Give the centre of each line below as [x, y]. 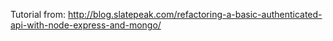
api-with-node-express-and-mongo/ [86, 25]
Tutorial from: [38, 14]
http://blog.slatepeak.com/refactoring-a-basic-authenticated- [195, 14]
